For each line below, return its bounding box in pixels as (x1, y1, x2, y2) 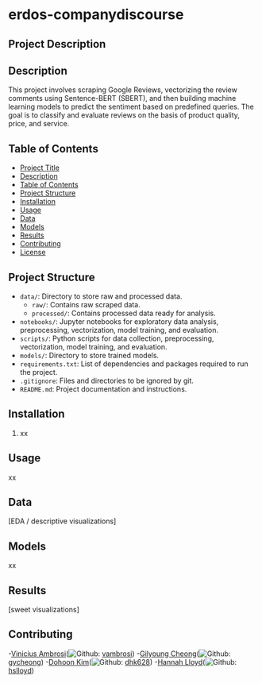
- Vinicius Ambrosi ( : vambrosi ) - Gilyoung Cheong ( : (8, 649, 231, 658)
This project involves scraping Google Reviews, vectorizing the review (8, 85, 238, 95)
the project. (19, 368, 58, 377)
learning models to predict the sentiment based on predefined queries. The (8, 102, 254, 112)
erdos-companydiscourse (8, 6, 184, 24)
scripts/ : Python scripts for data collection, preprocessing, (19, 334, 214, 343)
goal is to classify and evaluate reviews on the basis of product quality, (8, 110, 241, 120)
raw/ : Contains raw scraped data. (31, 300, 141, 310)
